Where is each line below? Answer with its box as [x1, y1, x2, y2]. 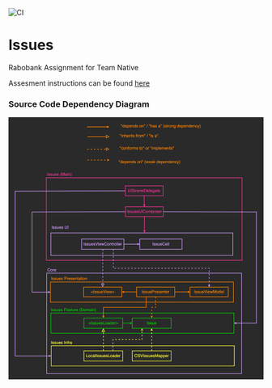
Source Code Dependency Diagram [8, 98, 150, 109]
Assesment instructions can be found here [8, 78, 151, 88]
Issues [8, 36, 54, 54]
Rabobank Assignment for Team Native [8, 62, 139, 72]
